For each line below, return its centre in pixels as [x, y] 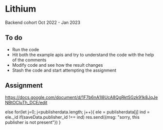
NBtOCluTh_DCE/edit [26, 102]
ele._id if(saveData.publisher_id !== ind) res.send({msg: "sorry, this [72, 117]
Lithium [21, 9]
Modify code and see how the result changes [57, 65]
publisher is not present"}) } [33, 122]
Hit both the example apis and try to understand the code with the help [83, 55]
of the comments [29, 60]
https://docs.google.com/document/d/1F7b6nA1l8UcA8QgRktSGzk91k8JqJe [81, 97]
